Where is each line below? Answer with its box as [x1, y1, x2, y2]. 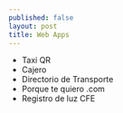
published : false [8, 13, 74, 23]
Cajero [21, 64, 47, 75]
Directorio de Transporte [21, 74, 114, 85]
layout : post [8, 22, 58, 31]
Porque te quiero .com [21, 83, 106, 95]
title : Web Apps [8, 30, 70, 39]
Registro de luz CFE [21, 93, 96, 104]
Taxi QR [21, 55, 52, 66]
